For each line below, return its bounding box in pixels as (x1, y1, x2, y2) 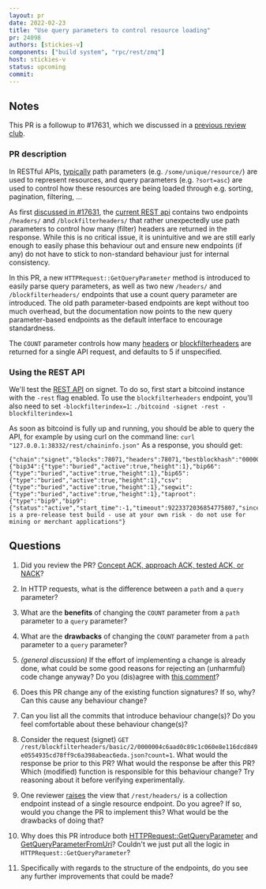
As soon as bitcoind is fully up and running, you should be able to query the (9, 424, 255, 433)
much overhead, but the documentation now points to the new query (9, 306, 233, 316)
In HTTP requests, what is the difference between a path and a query (20, 584, 244, 593)
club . (9, 129, 26, 138)
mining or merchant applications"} (9, 518, 126, 526)
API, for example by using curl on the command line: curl (9, 432, 196, 442)
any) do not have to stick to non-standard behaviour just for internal (9, 249, 230, 258)
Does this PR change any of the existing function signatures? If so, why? (20, 687, 256, 696)
